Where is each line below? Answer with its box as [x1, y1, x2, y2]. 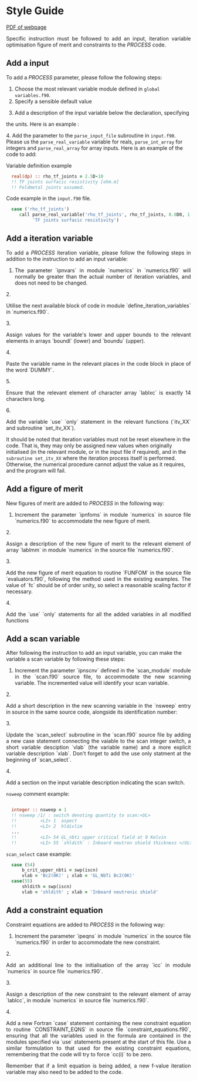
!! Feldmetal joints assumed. [11, 184, 85, 190]
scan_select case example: [6, 851, 72, 858]
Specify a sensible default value [14, 98, 92, 105]
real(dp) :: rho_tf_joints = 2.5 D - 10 [11, 173, 104, 179]
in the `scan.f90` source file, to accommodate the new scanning [14, 673, 191, 680]
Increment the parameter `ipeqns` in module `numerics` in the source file [14, 932, 191, 939]
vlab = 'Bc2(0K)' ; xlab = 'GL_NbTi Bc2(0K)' [21, 873, 135, 879]
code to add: [6, 150, 37, 158]
